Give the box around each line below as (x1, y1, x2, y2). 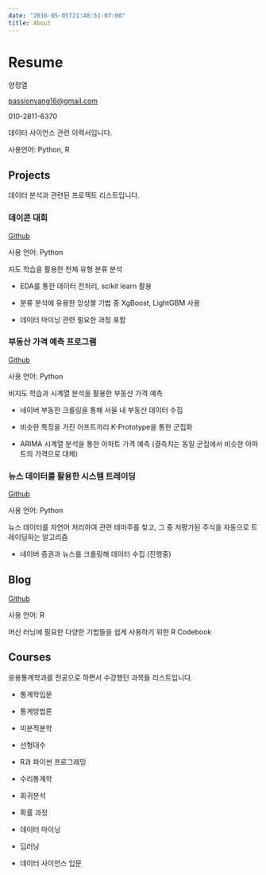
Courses (8, 650, 52, 664)
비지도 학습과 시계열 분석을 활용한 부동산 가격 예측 (8, 388, 163, 398)
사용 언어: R (8, 610, 45, 619)
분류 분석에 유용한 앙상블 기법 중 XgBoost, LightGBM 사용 (19, 298, 201, 307)
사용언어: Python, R (8, 145, 70, 155)
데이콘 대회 (8, 212, 48, 223)
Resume (8, 53, 64, 71)
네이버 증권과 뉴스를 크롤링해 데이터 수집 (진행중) (19, 549, 172, 559)
